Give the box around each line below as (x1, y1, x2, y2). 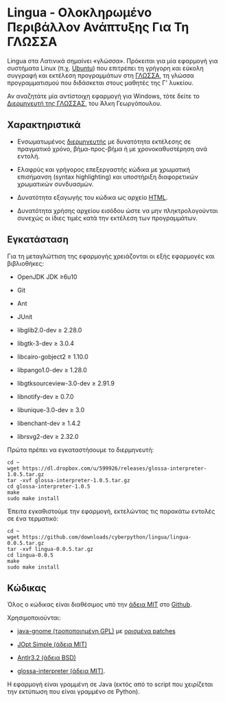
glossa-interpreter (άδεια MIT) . (16, 667, 106, 675)
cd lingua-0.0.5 (7, 552, 54, 558)
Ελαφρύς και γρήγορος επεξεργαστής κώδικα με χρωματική (16, 165, 191, 173)
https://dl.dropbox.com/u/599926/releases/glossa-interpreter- (22, 465, 207, 472)
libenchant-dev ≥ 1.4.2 (16, 419, 81, 427)
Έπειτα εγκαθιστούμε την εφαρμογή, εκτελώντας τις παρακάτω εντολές (7, 507, 215, 515)
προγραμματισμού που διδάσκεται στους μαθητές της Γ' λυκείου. (7, 78, 194, 87)
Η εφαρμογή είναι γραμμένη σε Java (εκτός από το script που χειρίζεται (7, 680, 213, 688)
